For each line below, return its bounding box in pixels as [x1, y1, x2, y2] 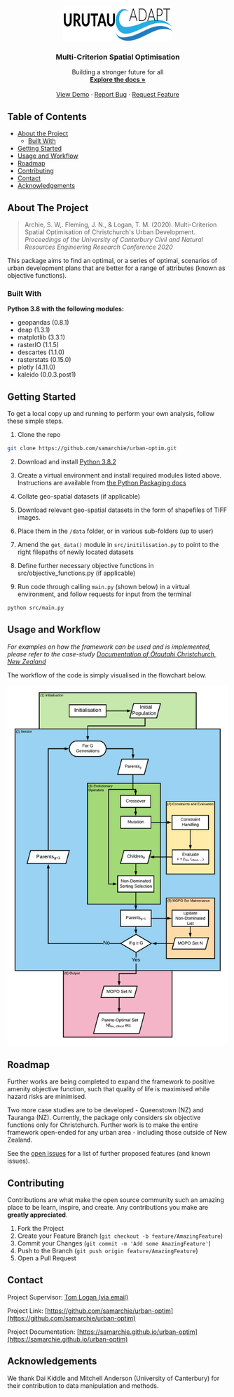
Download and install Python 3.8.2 [17, 457, 117, 466]
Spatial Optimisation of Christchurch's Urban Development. [24, 227, 196, 236]
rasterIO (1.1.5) [17, 341, 60, 349]
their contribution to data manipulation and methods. [7, 1381, 159, 1390]
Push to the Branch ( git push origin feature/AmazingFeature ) [17, 1247, 198, 1255]
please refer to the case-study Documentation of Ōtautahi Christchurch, [7, 649, 216, 658]
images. [17, 513, 41, 521]
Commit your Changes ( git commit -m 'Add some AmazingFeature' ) [17, 1239, 212, 1248]
